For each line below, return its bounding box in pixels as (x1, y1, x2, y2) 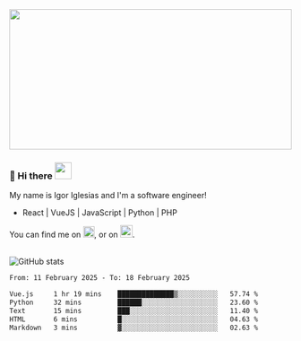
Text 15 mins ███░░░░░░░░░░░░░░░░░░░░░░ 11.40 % (9, 306, 258, 315)
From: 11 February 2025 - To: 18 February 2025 (9, 274, 191, 283)
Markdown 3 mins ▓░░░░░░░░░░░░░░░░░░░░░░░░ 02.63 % (9, 323, 258, 332)
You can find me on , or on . (9, 229, 135, 240)
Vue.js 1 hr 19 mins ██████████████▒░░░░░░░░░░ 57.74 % (9, 290, 258, 299)
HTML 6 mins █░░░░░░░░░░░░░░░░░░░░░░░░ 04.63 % (9, 314, 258, 324)
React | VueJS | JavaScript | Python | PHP (21, 207, 177, 218)
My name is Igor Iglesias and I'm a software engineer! (9, 190, 208, 201)
